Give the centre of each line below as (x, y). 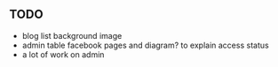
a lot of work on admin (63, 54)
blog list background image (72, 35)
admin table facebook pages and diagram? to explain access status (145, 45)
